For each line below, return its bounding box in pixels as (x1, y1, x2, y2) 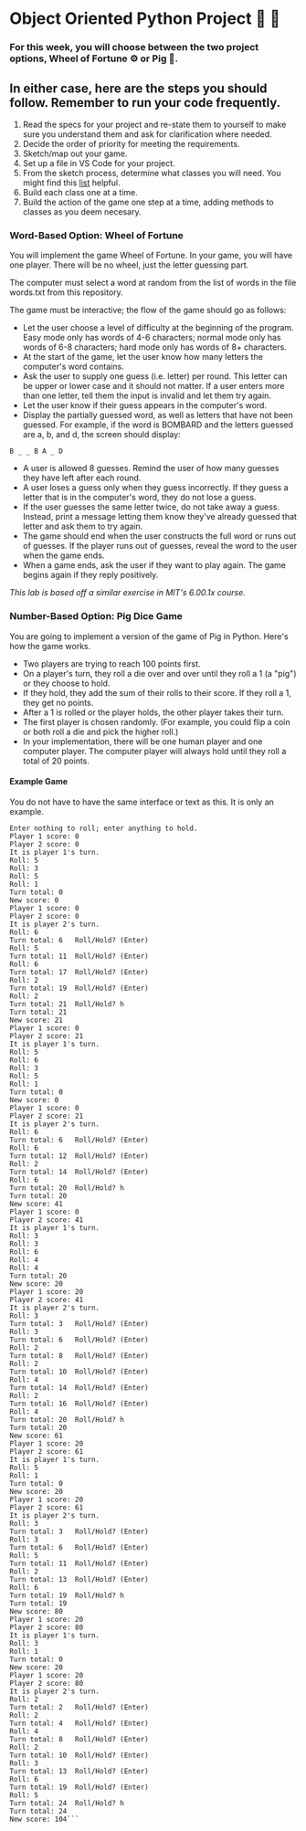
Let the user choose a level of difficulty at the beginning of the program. (22, 322, 294, 333)
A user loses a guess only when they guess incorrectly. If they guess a (22, 482, 290, 493)
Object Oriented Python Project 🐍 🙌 (9, 8, 281, 29)
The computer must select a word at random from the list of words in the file (9, 278, 297, 289)
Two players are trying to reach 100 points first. (22, 658, 201, 669)
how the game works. (9, 640, 91, 651)
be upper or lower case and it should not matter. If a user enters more (22, 381, 285, 392)
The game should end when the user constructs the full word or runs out (22, 531, 297, 542)
